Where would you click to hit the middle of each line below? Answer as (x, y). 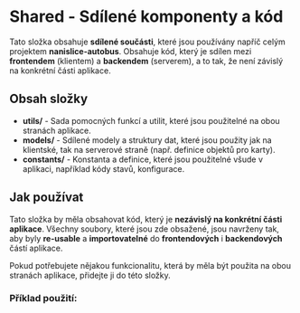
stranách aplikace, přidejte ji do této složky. (90, 275)
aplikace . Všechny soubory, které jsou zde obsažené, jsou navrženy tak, (145, 229)
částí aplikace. (36, 248)
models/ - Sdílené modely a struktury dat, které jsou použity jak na (147, 140)
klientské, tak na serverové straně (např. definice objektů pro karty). (149, 149)
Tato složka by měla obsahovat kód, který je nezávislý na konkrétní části (146, 219)
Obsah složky (49, 99)
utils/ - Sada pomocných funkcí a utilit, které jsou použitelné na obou (151, 120)
